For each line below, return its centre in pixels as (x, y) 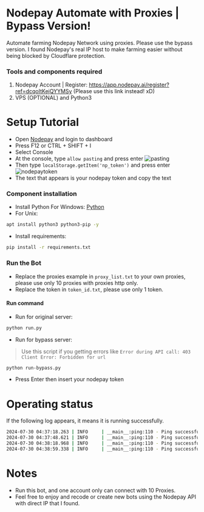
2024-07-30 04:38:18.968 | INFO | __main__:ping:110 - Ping (89, 444)
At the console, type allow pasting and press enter (79, 159)
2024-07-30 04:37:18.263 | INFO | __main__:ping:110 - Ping (89, 432)
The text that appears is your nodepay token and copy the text (93, 178)
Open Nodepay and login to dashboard (64, 139)
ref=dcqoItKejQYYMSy (43, 91)
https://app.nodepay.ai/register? (129, 85)
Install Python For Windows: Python (59, 207)
